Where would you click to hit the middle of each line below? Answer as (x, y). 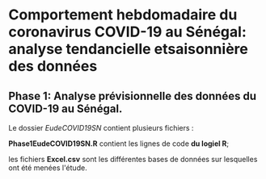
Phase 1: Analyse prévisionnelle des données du (133, 96)
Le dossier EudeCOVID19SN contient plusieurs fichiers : (101, 128)
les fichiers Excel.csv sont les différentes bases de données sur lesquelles (133, 159)
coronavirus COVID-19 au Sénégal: (127, 32)
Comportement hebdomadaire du (123, 15)
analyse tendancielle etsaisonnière (128, 49)
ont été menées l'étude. (48, 168)
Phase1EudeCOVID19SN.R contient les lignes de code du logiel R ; (119, 144)
